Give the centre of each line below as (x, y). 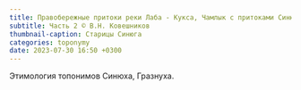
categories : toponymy (50, 42)
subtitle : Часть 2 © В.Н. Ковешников (80, 26)
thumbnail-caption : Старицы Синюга (76, 34)
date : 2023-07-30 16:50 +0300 (66, 51)
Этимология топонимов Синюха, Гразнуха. (92, 76)
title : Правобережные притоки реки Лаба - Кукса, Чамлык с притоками (142, 17)
